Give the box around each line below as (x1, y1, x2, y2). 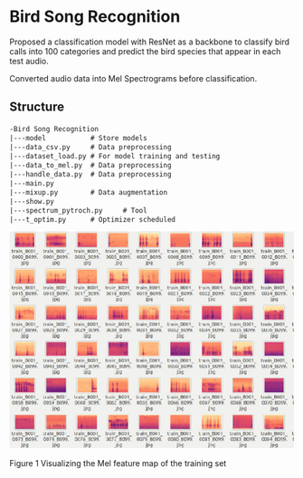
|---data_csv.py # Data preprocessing (9, 142, 172, 151)
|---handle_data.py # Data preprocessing (9, 169, 172, 178)
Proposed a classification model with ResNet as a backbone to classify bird (9, 36, 290, 47)
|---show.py (9, 196, 54, 206)
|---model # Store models (9, 133, 147, 142)
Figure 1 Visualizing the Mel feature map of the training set (9, 457, 227, 468)
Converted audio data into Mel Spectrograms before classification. (9, 72, 258, 83)
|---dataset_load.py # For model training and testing (9, 151, 221, 160)
